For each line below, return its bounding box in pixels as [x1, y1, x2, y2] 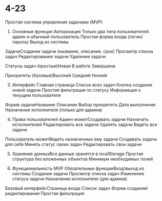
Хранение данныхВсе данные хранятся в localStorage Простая [12, 151, 143, 157]
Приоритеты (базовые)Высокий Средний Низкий [5, 72, 107, 78]
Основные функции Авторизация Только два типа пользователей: [12, 28, 150, 34]
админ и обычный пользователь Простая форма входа [12, 34, 127, 40]
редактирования [5, 190, 40, 196]
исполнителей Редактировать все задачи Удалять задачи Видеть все [12, 121, 158, 127]
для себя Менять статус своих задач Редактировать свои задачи [5, 141, 142, 147]
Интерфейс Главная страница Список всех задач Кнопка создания [12, 81, 153, 88]
